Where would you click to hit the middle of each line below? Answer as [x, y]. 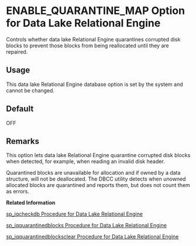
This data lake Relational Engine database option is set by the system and [94, 84]
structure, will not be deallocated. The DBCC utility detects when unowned [96, 179]
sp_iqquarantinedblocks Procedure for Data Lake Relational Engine [86, 226]
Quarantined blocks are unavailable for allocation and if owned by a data [93, 173]
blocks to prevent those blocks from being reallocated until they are [87, 46]
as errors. [18, 192]
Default [20, 109]
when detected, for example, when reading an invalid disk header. [85, 161]
